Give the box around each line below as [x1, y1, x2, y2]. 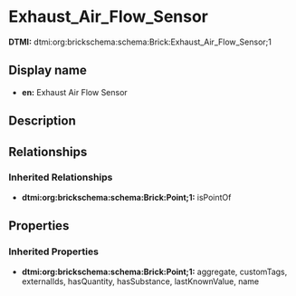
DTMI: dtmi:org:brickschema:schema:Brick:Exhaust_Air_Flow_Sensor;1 [8, 36, 272, 47]
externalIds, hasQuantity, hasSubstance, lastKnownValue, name [21, 275, 260, 287]
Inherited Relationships [8, 171, 113, 183]
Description [8, 113, 76, 129]
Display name [8, 63, 87, 78]
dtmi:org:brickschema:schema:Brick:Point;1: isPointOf [21, 192, 232, 202]
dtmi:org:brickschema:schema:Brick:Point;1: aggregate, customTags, [21, 266, 288, 277]
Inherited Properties [8, 245, 99, 258]
